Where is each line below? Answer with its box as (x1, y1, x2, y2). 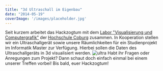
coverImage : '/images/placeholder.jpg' (5, 16, 87, 21)
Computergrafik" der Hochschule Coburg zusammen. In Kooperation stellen (5, 35, 159, 40)
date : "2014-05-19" (5, 12, 45, 17)
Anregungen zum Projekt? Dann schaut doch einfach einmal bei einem (5, 55, 148, 61)
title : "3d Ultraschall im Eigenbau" (5, 7, 82, 12)
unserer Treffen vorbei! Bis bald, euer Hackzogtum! (5, 60, 109, 66)
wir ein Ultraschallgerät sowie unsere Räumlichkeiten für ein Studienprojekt (5, 40, 157, 46)
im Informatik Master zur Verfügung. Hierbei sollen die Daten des (5, 45, 137, 51)
